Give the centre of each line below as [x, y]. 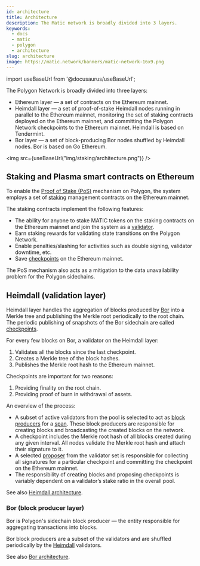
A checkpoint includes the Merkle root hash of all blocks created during [103, 436]
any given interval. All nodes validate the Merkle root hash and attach [100, 443]
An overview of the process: [41, 406]
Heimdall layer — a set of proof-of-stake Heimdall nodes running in [97, 108]
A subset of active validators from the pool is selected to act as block [100, 417]
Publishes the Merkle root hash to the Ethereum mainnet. [85, 365]
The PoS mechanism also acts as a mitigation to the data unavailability [93, 270]
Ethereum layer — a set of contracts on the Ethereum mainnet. [91, 102]
